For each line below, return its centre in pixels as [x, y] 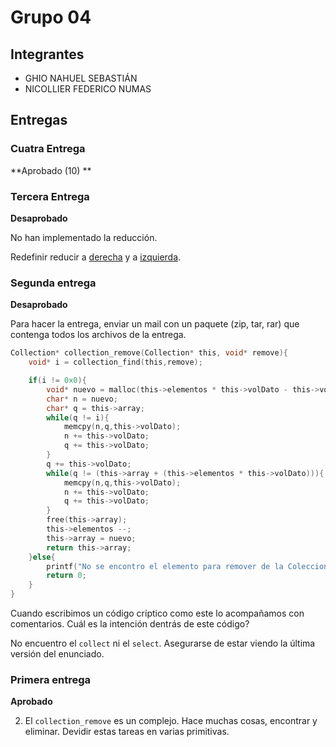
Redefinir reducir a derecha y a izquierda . [96, 257]
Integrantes [47, 54]
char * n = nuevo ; [82, 399]
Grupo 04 [51, 17]
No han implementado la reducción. [84, 237]
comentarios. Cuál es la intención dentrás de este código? [130, 624]
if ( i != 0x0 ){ [57, 381]
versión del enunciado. [57, 654]
